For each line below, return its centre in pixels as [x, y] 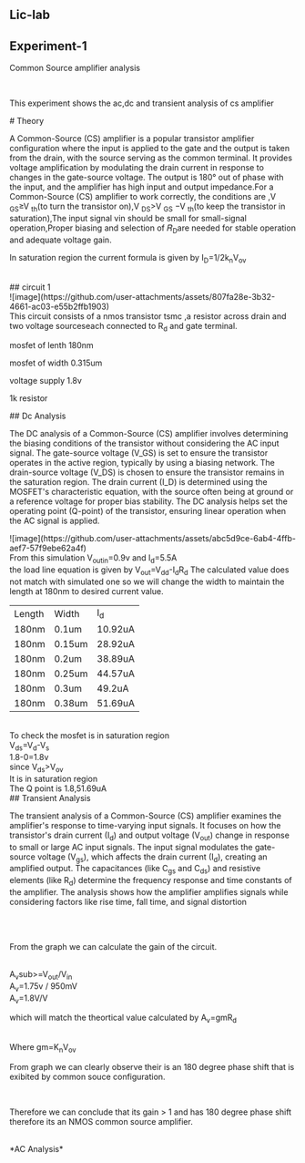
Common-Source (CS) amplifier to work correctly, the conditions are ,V [142, 197]
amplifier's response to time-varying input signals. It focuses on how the [145, 825]
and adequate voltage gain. [61, 240]
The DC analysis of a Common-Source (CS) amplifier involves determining [149, 434]
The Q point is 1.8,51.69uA [58, 788]
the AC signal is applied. [55, 521]
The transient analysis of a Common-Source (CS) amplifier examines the [146, 816]
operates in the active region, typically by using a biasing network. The [142, 463]
